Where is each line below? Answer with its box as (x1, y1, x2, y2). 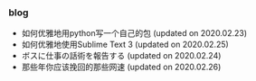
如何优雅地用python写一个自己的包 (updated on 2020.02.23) (21, 28, 248, 39)
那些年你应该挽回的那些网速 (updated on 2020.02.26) (21, 61, 222, 73)
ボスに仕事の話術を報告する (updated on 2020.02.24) (21, 50, 222, 61)
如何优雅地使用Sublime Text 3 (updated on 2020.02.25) (21, 39, 230, 50)
